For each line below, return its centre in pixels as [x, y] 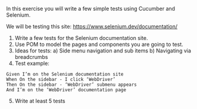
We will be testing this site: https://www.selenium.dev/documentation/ [92, 27]
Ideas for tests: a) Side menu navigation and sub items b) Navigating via [103, 51]
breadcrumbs [31, 57]
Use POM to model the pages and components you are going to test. [99, 44]
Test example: [32, 63]
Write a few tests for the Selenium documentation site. [81, 38]
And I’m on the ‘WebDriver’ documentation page [66, 90]
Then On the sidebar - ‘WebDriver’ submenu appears [71, 85]
